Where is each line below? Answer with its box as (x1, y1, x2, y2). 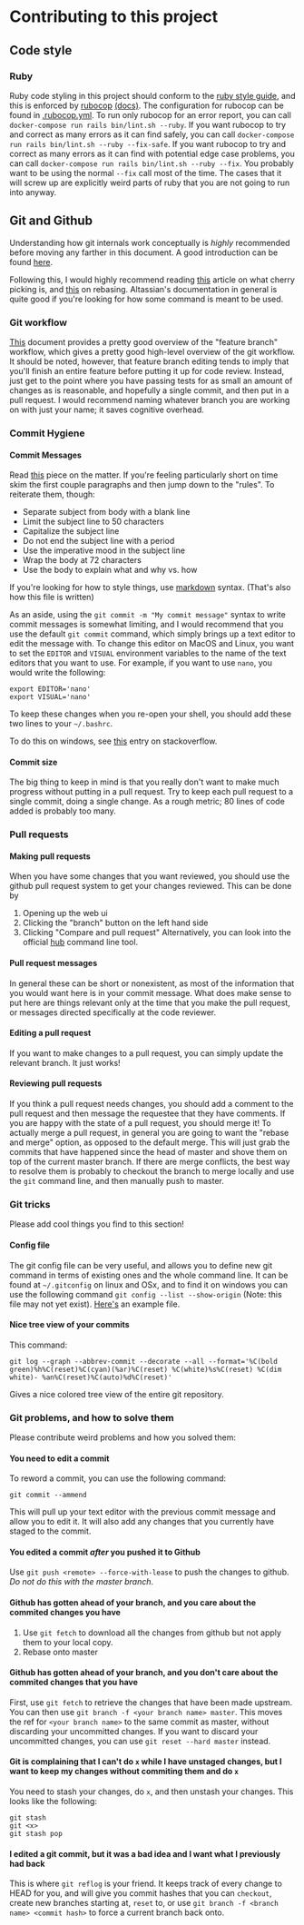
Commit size (9, 756, 58, 767)
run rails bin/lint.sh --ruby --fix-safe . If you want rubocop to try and (9, 138, 287, 149)
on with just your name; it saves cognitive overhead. (9, 404, 204, 415)
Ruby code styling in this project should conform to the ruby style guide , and (9, 90, 296, 101)
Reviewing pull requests (9, 1078, 103, 1089)
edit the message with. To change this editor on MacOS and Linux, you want (9, 638, 295, 649)
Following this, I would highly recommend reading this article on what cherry (9, 274, 295, 285)
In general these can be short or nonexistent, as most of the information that (9, 978, 295, 989)
